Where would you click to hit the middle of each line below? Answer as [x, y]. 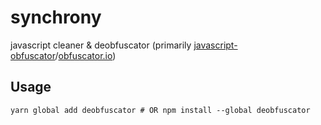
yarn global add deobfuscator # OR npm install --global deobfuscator [160, 110]
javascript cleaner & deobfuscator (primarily [101, 45]
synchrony [56, 17]
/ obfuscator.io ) [85, 55]
